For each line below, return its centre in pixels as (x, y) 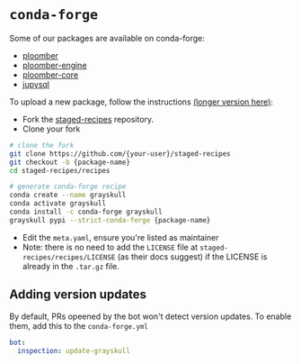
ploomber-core (50, 75)
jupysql (35, 84)
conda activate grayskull (58, 204)
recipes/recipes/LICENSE (69, 257)
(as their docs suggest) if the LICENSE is (192, 256)
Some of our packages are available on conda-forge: (107, 38)
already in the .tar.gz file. (71, 266)
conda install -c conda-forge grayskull (86, 212)
